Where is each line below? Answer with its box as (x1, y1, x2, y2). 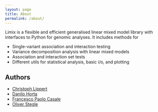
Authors (5, 73, 31, 81)
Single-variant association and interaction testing (12, 44, 111, 50)
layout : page (5, 7, 32, 12)
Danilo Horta (12, 91, 37, 97)
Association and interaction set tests (12, 54, 85, 60)
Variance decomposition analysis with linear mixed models (12, 49, 130, 55)
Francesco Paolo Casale (12, 96, 61, 102)
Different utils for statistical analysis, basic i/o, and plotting (12, 59, 130, 65)
